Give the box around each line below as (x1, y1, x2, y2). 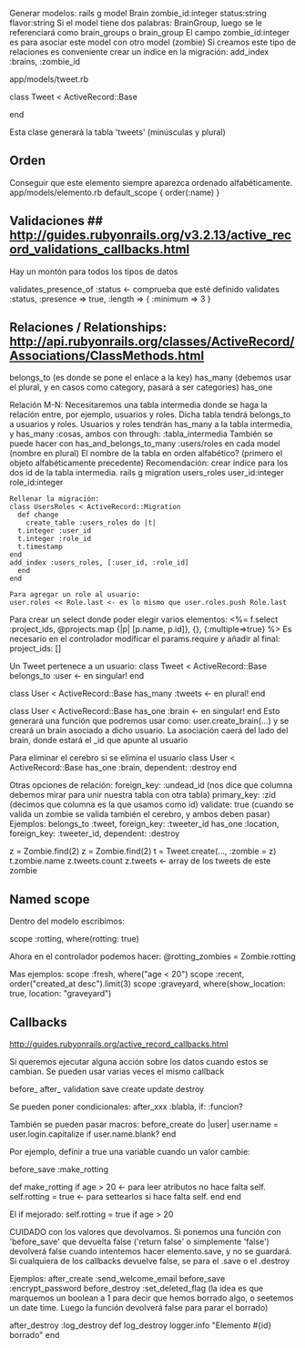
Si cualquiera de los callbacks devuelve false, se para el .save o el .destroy (9, 1256, 290, 1267)
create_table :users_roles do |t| (25, 518, 157, 527)
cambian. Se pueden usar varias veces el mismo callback (9, 1066, 225, 1077)
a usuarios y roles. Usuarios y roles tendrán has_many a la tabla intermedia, (9, 419, 293, 430)
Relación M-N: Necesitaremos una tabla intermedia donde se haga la (9, 400, 268, 411)
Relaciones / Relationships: (9, 320, 168, 335)
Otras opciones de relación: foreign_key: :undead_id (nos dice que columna (9, 780, 293, 791)
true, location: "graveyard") (9, 988, 112, 999)
